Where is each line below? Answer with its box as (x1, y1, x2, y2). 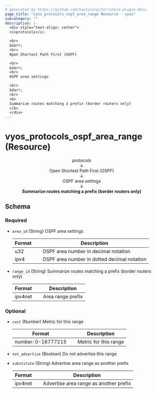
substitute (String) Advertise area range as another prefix (12, 360, 129, 366)
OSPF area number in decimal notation (42, 248, 130, 255)
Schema (5, 203, 31, 211)
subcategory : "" (5, 16, 38, 21)
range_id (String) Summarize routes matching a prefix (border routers (12, 268, 152, 274)
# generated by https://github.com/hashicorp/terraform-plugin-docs (5, 7, 147, 12)
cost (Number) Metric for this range (12, 319, 84, 325)
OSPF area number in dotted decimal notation (42, 256, 147, 262)
